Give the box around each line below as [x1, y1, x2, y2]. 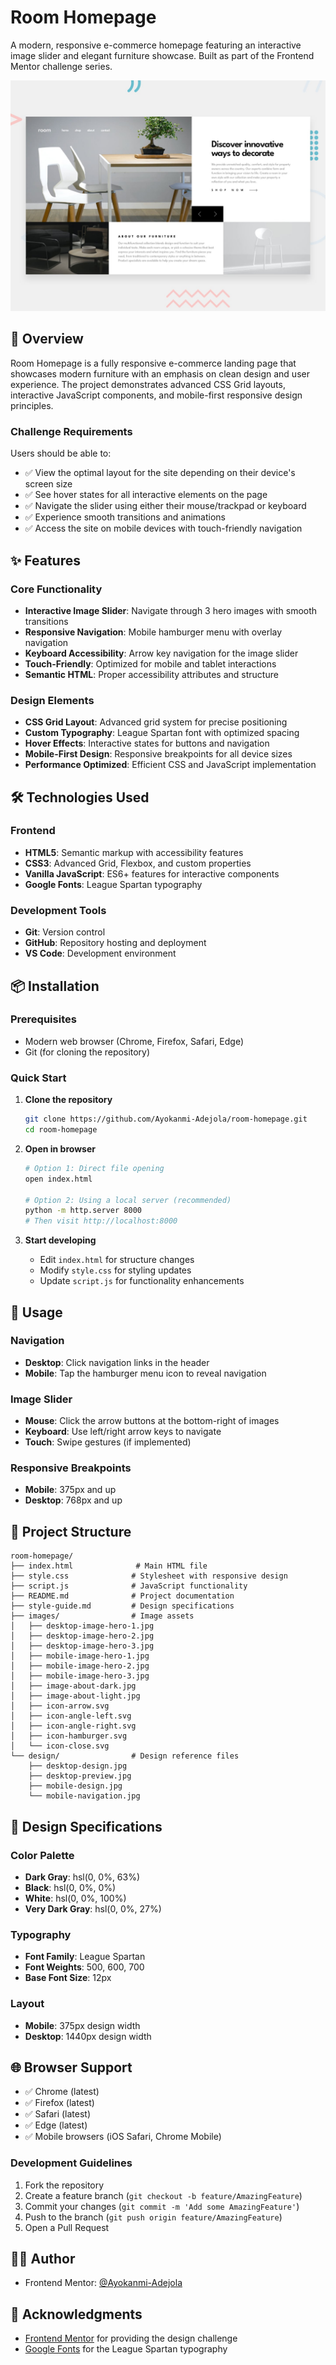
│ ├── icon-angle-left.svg [10, 1711, 132, 1721]
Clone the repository [24, 1094, 113, 1106]
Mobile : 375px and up [24, 1484, 117, 1496]
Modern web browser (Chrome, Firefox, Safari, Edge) [24, 1035, 244, 1047]
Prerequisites [10, 1012, 77, 1026]
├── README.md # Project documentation [10, 1591, 235, 1601]
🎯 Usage [10, 1304, 63, 1321]
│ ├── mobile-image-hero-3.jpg [10, 1671, 150, 1681]
